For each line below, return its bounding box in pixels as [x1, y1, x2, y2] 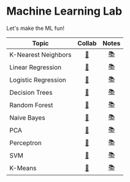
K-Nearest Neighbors [9, 51, 72, 59]
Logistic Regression [9, 76, 66, 84]
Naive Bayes [9, 114, 45, 122]
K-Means [9, 164, 37, 172]
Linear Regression [9, 63, 62, 71]
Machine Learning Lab [6, 4, 123, 18]
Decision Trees [9, 89, 53, 97]
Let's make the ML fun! [6, 24, 64, 32]
